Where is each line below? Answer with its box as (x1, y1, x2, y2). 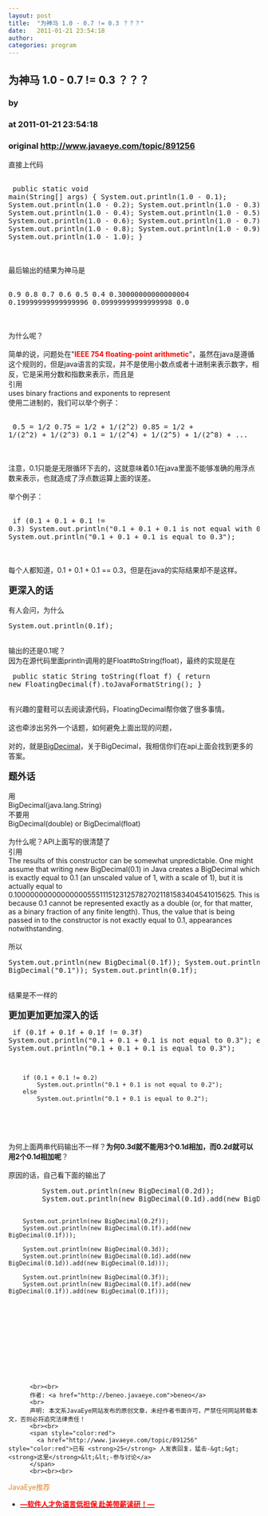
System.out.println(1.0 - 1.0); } (8, 232, 144, 241)
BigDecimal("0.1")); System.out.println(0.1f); (8, 966, 198, 974)
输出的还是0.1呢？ (8, 646, 66, 655)
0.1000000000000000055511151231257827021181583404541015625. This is (8, 890, 260, 899)
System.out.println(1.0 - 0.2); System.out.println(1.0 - (8, 200, 240, 209)
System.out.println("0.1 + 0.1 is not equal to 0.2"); (37, 1081, 223, 1089)
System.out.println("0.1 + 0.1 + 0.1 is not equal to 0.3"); (8, 1035, 253, 1045)
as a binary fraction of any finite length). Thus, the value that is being (8, 906, 235, 916)
